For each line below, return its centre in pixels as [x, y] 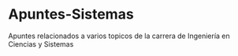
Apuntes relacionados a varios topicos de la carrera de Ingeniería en [119, 36]
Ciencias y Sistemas [41, 44]
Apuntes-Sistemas [71, 14]
